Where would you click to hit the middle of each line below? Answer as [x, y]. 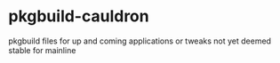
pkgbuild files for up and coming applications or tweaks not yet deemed [140, 41]
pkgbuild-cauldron [79, 16]
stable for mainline [42, 50]
